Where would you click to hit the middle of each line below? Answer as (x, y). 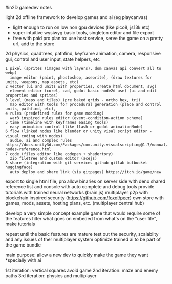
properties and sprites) (32, 96)
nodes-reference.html (28, 149)
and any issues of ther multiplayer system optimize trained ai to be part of (83, 239)
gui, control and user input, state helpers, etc (53, 59)
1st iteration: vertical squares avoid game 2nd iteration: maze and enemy (82, 270)
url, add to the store (34, 44)
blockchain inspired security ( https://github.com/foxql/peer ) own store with (84, 198)
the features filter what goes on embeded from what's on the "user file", (81, 219)
